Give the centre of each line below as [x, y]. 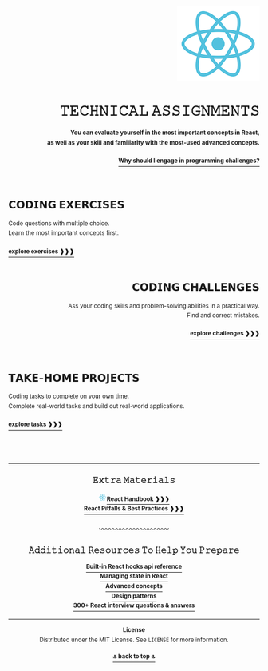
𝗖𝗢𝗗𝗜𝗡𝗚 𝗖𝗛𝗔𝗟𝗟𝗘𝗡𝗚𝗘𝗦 [196, 287]
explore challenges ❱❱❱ [225, 334]
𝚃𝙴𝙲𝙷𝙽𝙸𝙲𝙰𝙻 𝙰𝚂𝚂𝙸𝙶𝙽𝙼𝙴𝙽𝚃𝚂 [160, 111]
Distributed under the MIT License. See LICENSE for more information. [134, 640]
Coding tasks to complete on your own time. [69, 397]
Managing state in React [134, 576]
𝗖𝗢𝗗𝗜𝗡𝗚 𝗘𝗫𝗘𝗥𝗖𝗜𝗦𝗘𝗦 [67, 205]
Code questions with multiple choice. [59, 223]
